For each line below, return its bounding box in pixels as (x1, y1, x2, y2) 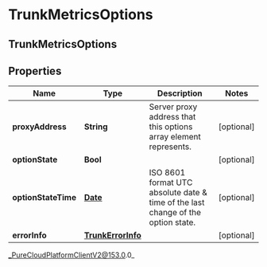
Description (157, 88, 203, 99)
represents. (149, 141, 192, 152)
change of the (149, 207, 201, 218)
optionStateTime (12, 192, 77, 203)
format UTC (149, 177, 193, 188)
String (83, 121, 109, 132)
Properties (8, 64, 62, 77)
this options (149, 121, 193, 132)
